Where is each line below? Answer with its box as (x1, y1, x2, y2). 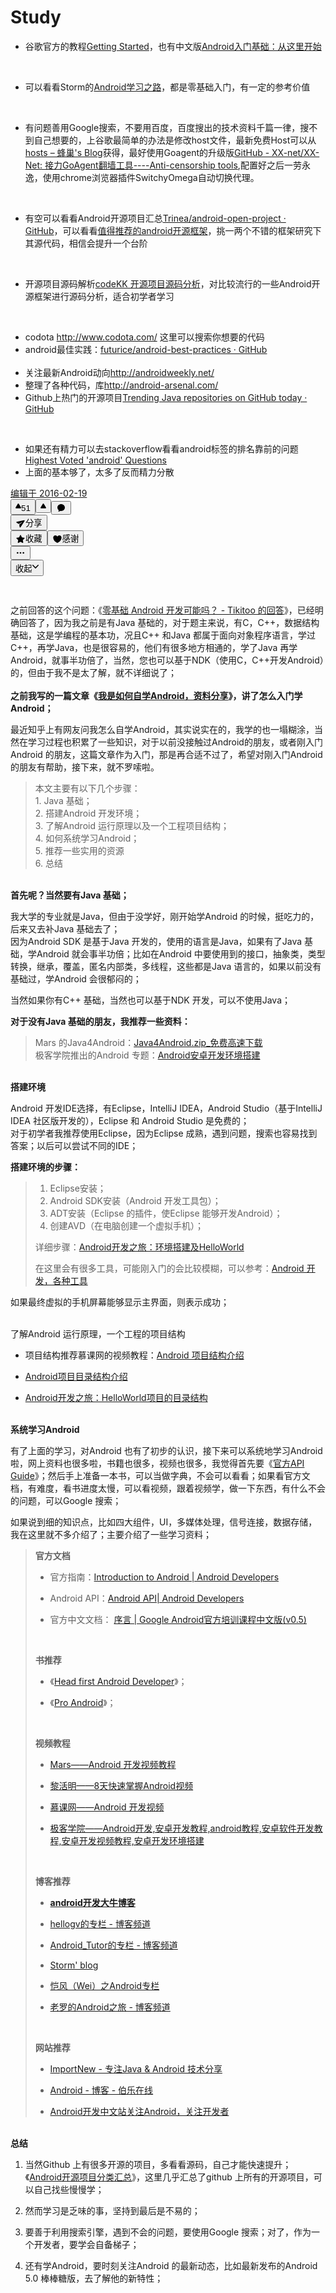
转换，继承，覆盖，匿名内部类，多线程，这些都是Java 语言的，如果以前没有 (10, 961, 322, 973)
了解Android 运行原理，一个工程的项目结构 (10, 1328, 186, 1340)
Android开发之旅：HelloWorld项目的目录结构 (24, 1392, 208, 1404)
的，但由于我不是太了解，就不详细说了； (10, 667, 177, 679)
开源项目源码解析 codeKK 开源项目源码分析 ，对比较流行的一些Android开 (24, 277, 321, 290)
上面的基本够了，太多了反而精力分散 (24, 466, 175, 478)
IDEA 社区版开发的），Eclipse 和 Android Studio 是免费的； (10, 1115, 250, 1127)
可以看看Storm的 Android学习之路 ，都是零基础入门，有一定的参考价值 (24, 81, 311, 93)
